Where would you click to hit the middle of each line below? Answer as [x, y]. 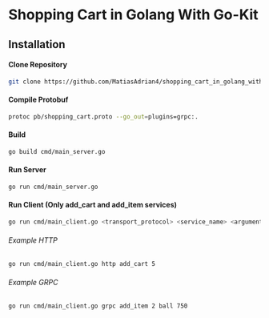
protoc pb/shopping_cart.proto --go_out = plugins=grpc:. [103, 117]
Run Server [27, 170]
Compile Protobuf [38, 100]
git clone [25, 82]
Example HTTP [33, 240]
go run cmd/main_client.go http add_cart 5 [82, 264]
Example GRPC [33, 282]
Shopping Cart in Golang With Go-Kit [133, 15]
